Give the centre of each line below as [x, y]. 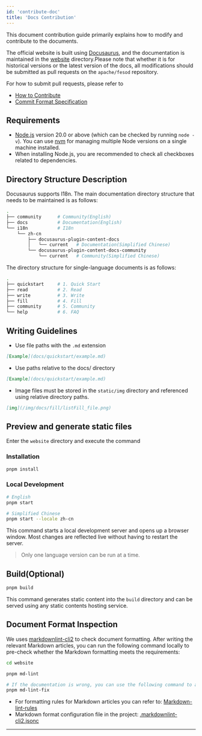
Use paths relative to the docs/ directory [65, 368]
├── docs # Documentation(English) [64, 222]
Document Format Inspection [62, 624]
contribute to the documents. [42, 41]
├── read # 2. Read [44, 289]
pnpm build [20, 588]
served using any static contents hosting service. [67, 606]
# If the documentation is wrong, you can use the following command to [99, 685]
